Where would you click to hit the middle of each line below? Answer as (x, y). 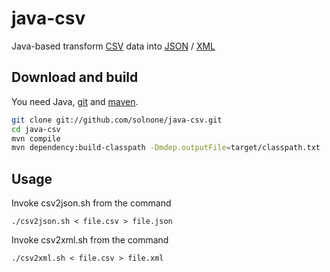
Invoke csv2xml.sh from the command (90, 240)
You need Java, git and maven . (75, 101)
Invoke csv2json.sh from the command (91, 203)
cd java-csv (36, 129)
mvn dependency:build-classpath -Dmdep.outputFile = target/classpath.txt (166, 148)
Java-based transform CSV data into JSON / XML (113, 46)
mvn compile (36, 138)
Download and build (75, 77)
